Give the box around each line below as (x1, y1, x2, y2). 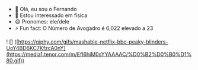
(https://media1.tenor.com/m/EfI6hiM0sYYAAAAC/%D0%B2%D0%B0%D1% (6, 51, 192, 58)
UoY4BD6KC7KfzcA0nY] (6, 45, 66, 51)
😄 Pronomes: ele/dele (14, 18, 70, 25)
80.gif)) (6, 57, 25, 64)
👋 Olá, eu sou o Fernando (14, 6, 77, 12)
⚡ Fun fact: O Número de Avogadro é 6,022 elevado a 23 (14, 25, 154, 32)
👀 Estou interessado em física (14, 12, 88, 19)
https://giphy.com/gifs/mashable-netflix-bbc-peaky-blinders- (18, 38, 168, 45)
